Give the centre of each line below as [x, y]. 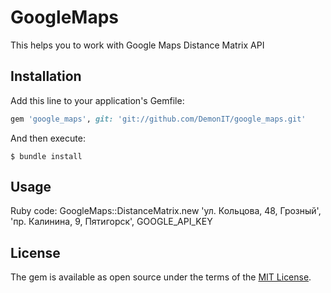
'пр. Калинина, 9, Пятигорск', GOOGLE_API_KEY [111, 222]
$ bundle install [46, 156]
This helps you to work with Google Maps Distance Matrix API [137, 45]
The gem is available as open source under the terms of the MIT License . [161, 277]
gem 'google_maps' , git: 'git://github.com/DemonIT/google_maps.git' [158, 119]
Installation [46, 76]
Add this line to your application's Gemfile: [97, 100]
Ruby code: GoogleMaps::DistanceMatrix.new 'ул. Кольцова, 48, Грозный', [166, 211]
